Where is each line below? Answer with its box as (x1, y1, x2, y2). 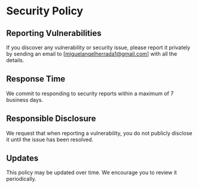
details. (6, 57, 25, 63)
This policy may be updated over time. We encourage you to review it (6, 169, 178, 176)
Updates (6, 153, 39, 163)
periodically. (6, 175, 37, 183)
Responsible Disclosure (6, 114, 96, 124)
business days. (6, 96, 44, 103)
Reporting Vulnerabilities (6, 28, 102, 38)
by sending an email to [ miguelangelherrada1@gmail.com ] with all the (6, 50, 178, 57)
